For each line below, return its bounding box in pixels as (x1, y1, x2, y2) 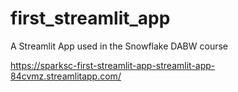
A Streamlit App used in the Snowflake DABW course (10, 40, 228, 52)
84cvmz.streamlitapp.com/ (10, 70, 122, 82)
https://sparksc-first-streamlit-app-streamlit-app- (10, 59, 216, 71)
